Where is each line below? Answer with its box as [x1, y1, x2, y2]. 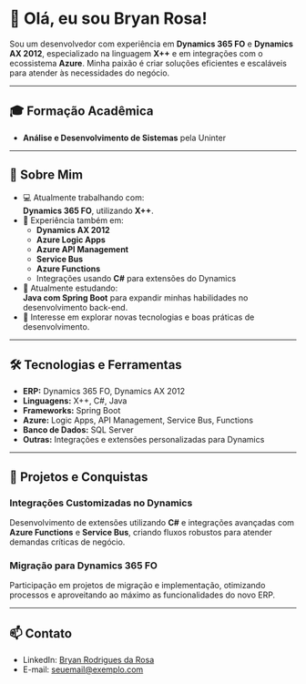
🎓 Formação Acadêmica [9, 104, 154, 119]
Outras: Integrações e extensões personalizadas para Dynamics [22, 434, 265, 445]
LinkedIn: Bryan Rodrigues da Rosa [22, 655, 155, 666]
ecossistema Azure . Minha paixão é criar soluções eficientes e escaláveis [9, 57, 287, 68]
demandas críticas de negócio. [9, 536, 126, 547]
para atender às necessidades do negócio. [9, 67, 170, 78]
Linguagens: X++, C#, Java [22, 395, 127, 406]
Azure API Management [36, 243, 129, 254]
